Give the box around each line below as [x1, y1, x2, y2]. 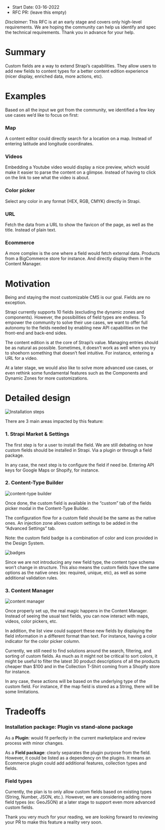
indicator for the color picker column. [5, 638, 80, 644]
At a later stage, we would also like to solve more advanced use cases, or [5, 365, 154, 371]
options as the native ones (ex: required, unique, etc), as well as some [5, 570, 146, 575]
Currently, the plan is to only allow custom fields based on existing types [5, 789, 152, 795]
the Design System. [5, 540, 45, 546]
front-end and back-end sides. [5, 330, 67, 336]
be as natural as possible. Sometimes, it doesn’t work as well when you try [5, 345, 156, 351]
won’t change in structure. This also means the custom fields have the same [5, 564, 160, 570]
